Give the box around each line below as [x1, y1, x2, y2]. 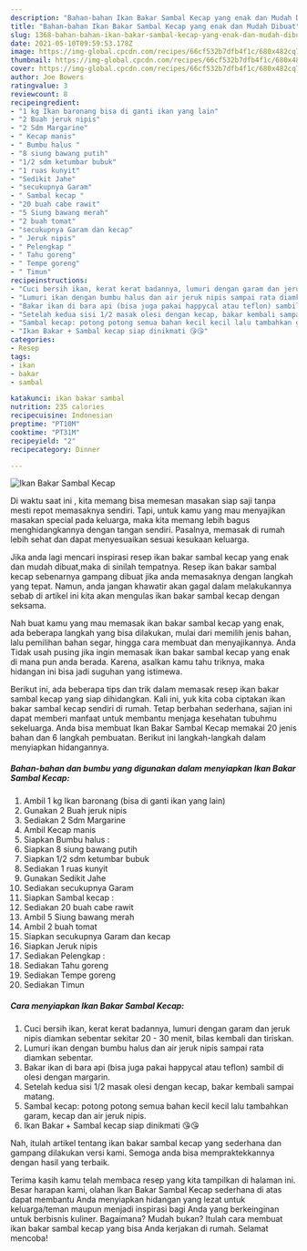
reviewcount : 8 [10, 89, 68, 98]
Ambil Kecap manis [23, 825, 97, 836]
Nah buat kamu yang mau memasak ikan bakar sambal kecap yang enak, [10, 618, 285, 629]
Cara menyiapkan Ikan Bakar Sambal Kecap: [10, 1000, 185, 1011]
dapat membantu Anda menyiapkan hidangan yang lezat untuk [10, 1195, 246, 1205]
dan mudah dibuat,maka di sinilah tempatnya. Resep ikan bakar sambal [10, 561, 277, 572]
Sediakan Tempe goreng [23, 969, 117, 980]
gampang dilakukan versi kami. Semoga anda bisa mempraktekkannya [10, 1147, 275, 1158]
